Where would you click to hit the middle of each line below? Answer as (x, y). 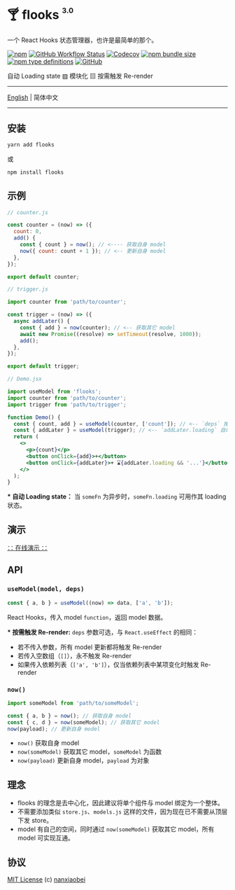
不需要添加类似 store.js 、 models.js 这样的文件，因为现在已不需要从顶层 (122, 812)
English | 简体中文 (33, 97)
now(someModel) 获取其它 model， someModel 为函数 (90, 752)
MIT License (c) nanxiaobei (47, 879)
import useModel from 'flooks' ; (54, 392)
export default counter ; (43, 277)
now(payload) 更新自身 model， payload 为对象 (83, 760)
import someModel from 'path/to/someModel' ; (73, 703)
